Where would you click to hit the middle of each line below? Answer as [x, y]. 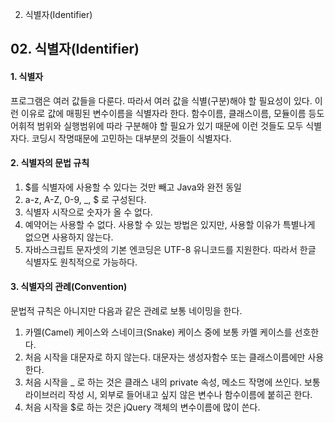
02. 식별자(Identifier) [75, 49]
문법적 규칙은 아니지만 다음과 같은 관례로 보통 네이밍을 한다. [126, 311]
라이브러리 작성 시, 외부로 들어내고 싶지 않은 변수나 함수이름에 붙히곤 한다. [168, 394]
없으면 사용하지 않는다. [69, 237]
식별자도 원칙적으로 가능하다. [81, 262]
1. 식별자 [27, 76]
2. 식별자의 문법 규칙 [50, 163]
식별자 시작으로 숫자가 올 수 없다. [88, 212]
